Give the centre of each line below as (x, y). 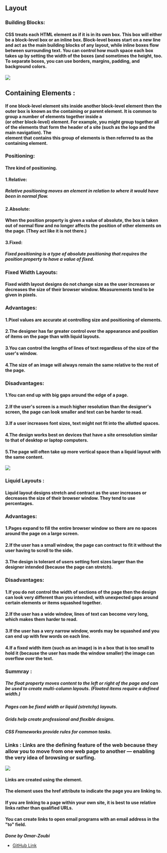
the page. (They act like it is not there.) (46, 231)
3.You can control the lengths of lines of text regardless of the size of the (82, 348)
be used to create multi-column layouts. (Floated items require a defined (82, 689)
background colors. (26, 66)
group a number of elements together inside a (54, 116)
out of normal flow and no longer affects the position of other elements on (83, 226)
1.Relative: (16, 179)
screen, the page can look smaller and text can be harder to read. (74, 412)
